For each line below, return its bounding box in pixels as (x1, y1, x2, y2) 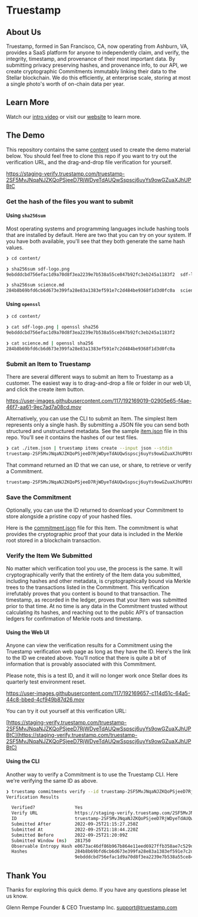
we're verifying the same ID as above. (6, 777, 98, 784)
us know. (6, 892, 28, 899)
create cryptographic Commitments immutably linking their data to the (6, 68, 177, 74)
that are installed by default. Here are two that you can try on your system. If (6, 231, 192, 238)
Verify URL (11, 810, 38, 816)
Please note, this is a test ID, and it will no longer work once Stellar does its (6, 672, 188, 679)
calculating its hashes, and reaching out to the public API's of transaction (6, 609, 184, 616)
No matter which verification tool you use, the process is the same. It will (6, 565, 183, 572)
